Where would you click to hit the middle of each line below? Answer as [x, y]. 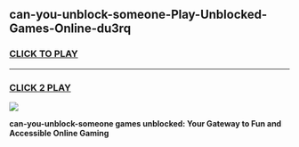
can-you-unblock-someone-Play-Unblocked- [138, 15]
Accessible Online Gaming [59, 133]
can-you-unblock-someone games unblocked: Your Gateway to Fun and [145, 123]
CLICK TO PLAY [44, 54]
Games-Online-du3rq [70, 29]
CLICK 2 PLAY [40, 87]
